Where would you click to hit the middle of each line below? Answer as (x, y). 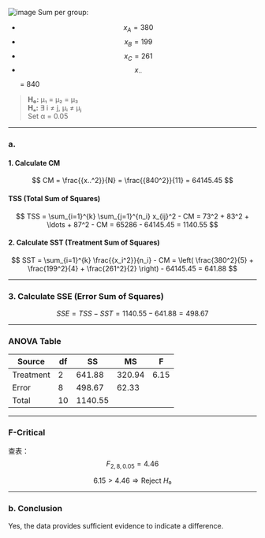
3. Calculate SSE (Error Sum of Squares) (86, 296)
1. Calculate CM (34, 163)
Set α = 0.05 (48, 116)
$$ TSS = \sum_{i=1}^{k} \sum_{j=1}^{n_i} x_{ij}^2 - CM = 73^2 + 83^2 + (132, 216)
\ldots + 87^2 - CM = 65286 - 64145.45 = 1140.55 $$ (132, 224)
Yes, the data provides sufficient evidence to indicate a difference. (116, 525)
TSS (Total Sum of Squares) (54, 198)
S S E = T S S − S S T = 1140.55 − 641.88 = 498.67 (132, 314)
